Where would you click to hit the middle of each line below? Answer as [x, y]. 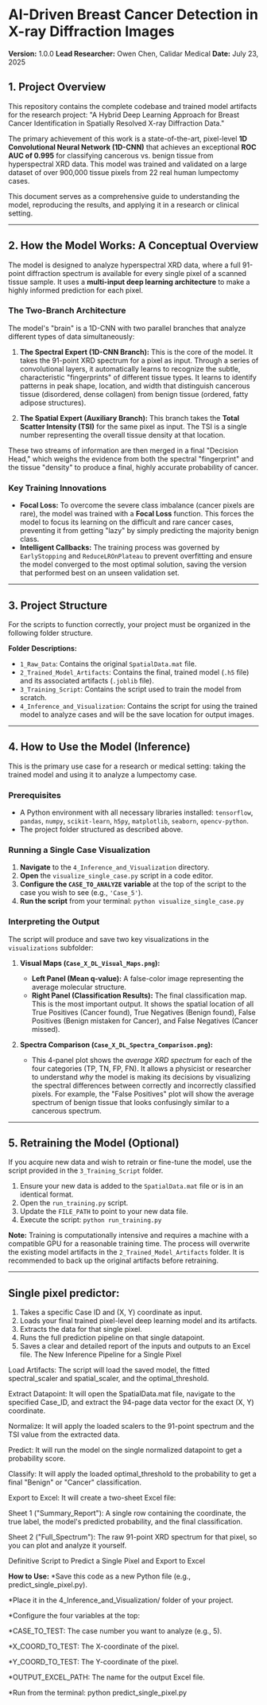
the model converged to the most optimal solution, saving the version [133, 564]
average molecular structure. [79, 987]
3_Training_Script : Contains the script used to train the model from [131, 689]
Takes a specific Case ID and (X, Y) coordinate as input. [111, 1312]
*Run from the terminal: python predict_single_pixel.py [98, 1693]
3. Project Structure [58, 605]
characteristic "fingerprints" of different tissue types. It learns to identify [138, 377]
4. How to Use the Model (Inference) [99, 747]
